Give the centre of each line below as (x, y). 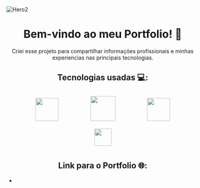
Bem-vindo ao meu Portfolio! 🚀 (103, 34)
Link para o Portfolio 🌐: (103, 166)
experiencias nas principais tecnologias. (103, 58)
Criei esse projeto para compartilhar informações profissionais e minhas (103, 51)
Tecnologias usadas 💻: (103, 77)
